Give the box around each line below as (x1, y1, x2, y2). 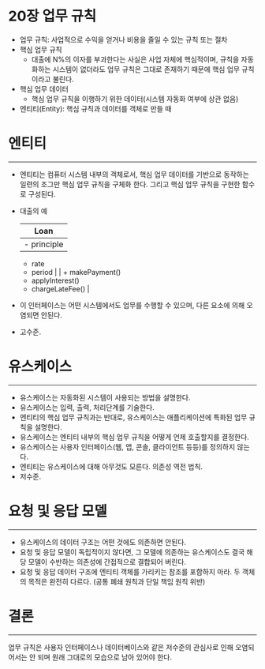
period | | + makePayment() (31, 267, 121, 276)
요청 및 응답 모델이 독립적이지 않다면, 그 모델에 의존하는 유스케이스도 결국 (19, 547, 245, 557)
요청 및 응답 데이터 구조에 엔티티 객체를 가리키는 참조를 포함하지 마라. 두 (19, 566, 241, 577)
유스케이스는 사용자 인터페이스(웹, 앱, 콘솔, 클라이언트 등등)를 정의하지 (19, 442, 236, 451)
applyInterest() (31, 276, 80, 285)
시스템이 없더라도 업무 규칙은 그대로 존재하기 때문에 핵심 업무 (52, 64, 241, 73)
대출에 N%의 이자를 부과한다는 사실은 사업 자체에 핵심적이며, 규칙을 (31, 54, 240, 64)
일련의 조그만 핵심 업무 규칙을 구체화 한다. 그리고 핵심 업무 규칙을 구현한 (19, 179, 241, 189)
